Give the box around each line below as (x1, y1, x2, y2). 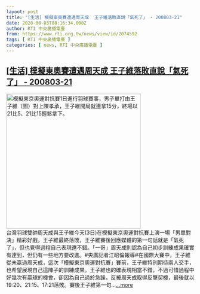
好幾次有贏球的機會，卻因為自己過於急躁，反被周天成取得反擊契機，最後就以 (6, 274, 195, 281)
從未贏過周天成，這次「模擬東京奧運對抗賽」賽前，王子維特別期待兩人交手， (6, 259, 195, 266)
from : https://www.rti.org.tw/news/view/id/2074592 (6, 31, 137, 37)
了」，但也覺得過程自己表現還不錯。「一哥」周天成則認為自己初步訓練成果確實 (6, 244, 195, 251)
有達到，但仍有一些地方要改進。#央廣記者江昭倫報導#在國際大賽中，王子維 (6, 251, 191, 258)
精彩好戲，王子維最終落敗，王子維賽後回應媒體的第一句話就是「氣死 (16, 236, 184, 243)
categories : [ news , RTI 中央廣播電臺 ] (6, 43, 103, 49)
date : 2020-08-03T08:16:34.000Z (6, 20, 87, 26)
